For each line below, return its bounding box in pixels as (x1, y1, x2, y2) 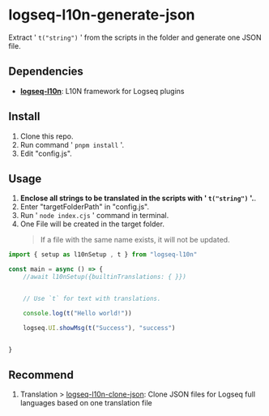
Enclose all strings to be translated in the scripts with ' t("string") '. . (19, 193, 257, 204)
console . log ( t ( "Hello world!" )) (23, 309, 132, 317)
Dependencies (8, 65, 83, 79)
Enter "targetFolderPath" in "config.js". (19, 202, 150, 212)
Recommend (8, 367, 75, 382)
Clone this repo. (19, 131, 74, 141)
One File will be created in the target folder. (19, 219, 164, 229)
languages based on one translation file (19, 398, 152, 408)
